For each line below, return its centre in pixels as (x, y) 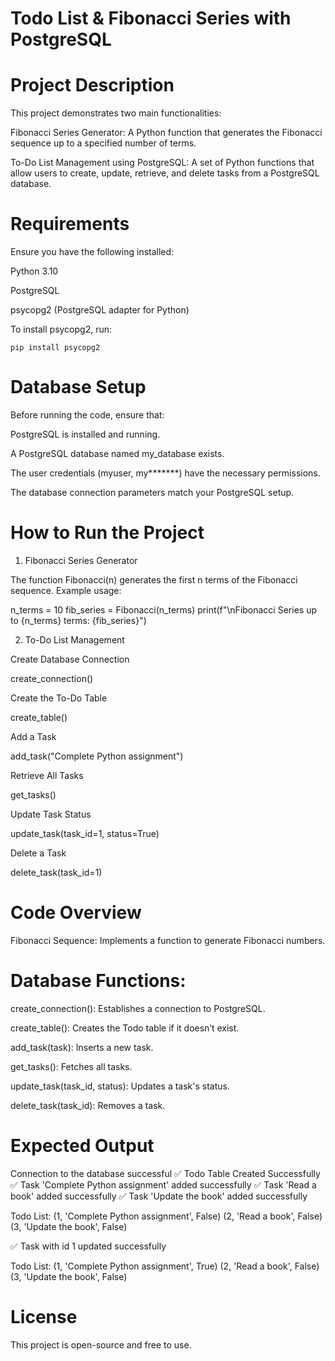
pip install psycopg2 (55, 348)
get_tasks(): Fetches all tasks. (71, 1066)
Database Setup (78, 387)
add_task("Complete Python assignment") (97, 756)
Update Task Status (51, 814)
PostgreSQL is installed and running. (85, 434)
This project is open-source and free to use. (101, 1344)
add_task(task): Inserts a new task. (82, 1047)
